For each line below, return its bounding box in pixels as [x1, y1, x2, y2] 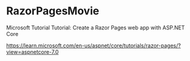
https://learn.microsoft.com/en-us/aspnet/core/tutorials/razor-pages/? [6, 42, 182, 49]
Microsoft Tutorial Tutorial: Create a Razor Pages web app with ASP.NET [6, 24, 185, 31]
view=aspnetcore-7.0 [6, 48, 59, 55]
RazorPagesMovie [6, 4, 99, 18]
